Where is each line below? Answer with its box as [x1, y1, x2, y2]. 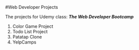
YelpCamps [12, 39, 37, 45]
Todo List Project [12, 29, 48, 34]
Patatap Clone [12, 34, 42, 40]
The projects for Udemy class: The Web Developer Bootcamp [5, 14, 134, 19]
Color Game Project [12, 23, 54, 29]
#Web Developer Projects [5, 4, 58, 10]
